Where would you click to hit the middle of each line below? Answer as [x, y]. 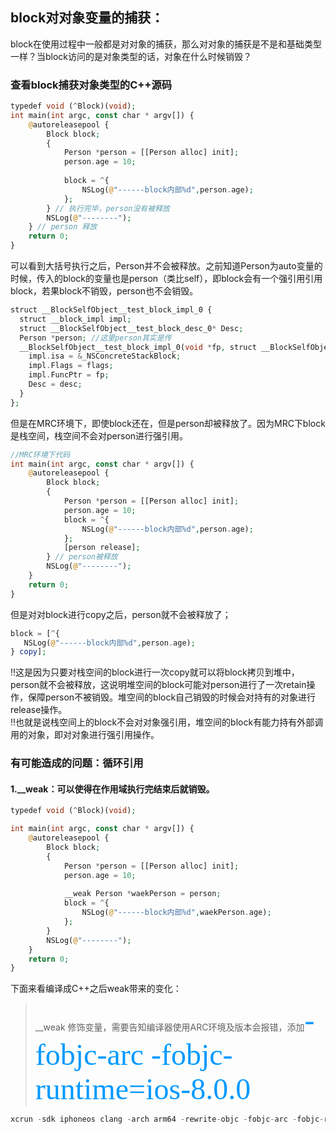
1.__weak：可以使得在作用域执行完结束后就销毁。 [112, 789]
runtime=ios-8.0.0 [143, 1089]
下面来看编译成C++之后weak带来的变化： [96, 989]
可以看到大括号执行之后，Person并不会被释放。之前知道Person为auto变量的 [166, 266]
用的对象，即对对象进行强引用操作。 [85, 735]
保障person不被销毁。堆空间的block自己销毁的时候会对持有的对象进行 [172, 697]
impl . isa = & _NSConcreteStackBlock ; [105, 356]
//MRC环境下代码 [40, 454]
